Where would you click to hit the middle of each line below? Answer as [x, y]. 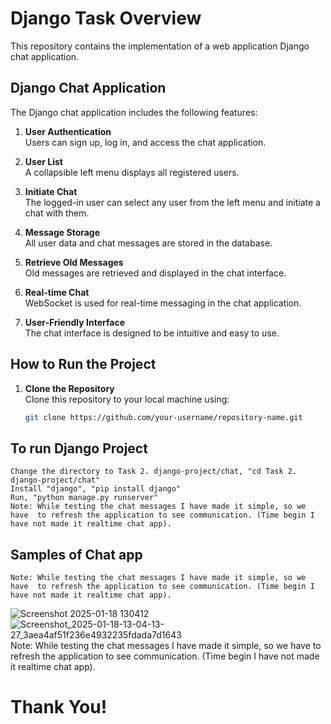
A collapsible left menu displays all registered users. [132, 172]
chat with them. [57, 213]
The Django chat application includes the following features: [134, 112]
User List [43, 161]
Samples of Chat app [76, 554]
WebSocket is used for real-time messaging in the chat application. [163, 303]
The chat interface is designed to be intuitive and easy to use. [152, 333]
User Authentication [68, 131]
